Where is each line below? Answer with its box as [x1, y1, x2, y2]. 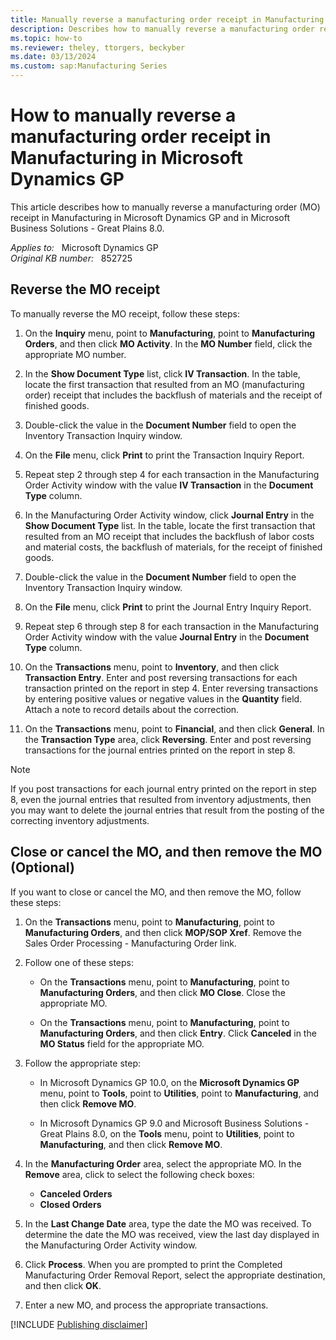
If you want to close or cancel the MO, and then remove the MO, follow [10, 886, 302, 898]
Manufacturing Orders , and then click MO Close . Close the [39, 986, 286, 998]
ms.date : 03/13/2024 [10, 52, 97, 62]
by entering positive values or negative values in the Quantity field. [24, 692, 303, 705]
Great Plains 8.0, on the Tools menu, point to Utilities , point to [39, 1127, 295, 1140]
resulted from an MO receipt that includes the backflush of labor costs [24, 530, 315, 542]
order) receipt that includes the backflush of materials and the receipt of [24, 389, 323, 401]
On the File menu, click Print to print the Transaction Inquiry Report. [24, 449, 305, 461]
